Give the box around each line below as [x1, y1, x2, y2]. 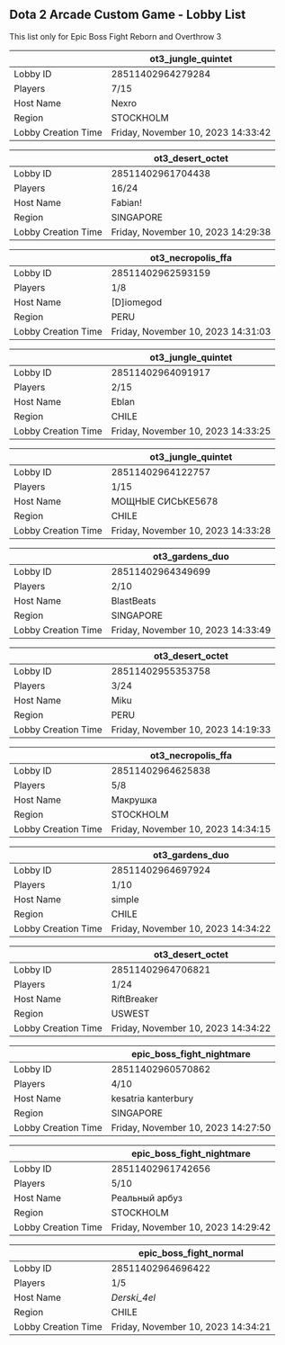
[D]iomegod [111, 296, 163, 309]
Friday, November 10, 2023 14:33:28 [111, 524, 272, 536]
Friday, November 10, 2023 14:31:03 [111, 325, 272, 337]
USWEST [111, 1007, 150, 1019]
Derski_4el [111, 1291, 156, 1304]
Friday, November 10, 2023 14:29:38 [111, 225, 272, 238]
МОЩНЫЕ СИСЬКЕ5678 [111, 495, 218, 507]
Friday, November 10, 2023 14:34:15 [111, 822, 272, 835]
